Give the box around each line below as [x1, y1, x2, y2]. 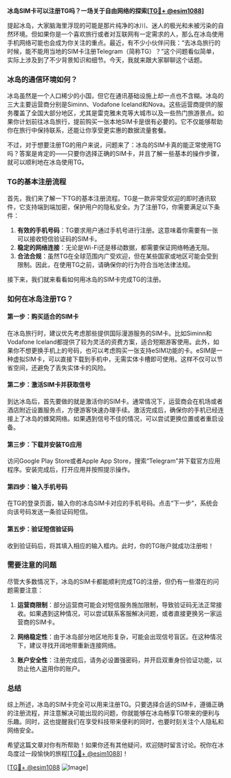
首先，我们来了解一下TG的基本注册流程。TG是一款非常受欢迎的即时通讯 [7, 194, 211, 202]
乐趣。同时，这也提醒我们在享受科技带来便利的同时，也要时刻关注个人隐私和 [7, 717, 224, 726]
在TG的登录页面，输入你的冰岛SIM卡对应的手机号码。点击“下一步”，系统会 [7, 499, 219, 508]
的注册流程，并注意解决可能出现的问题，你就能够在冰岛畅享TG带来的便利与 [7, 709, 221, 717]
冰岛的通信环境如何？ [7, 74, 78, 84]
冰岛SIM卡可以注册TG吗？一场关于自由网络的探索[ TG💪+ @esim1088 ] [7, 7, 204, 14]
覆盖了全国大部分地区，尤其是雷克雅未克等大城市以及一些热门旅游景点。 [12, 109, 218, 117]
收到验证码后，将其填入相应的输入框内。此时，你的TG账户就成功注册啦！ [7, 541, 214, 550]
